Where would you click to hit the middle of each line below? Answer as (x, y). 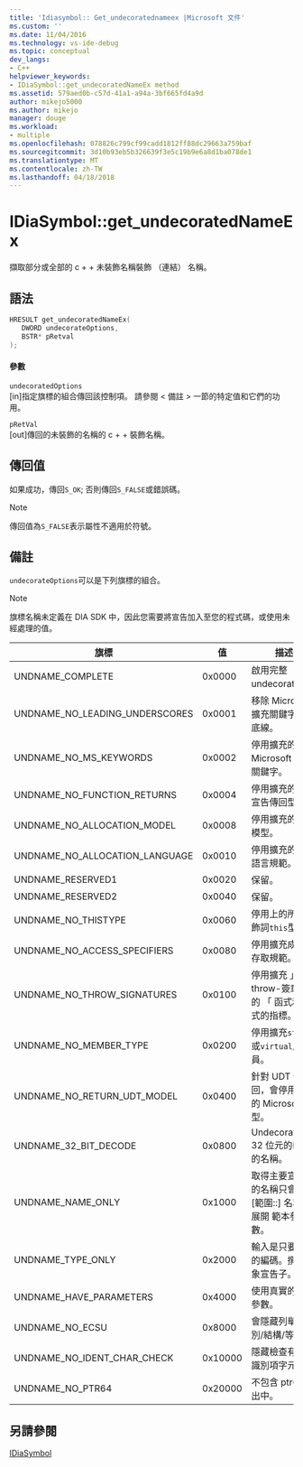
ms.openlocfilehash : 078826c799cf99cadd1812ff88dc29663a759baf (131, 144)
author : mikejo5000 (46, 102)
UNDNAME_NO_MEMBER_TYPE (81, 1045)
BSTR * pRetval (48, 336)
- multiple (30, 135)
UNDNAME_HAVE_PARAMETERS (83, 1297)
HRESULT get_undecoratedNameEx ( (70, 320)
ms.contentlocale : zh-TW (56, 169)
